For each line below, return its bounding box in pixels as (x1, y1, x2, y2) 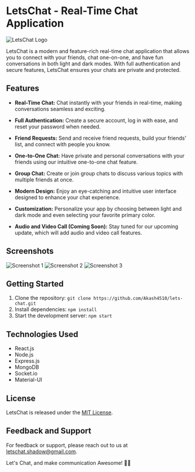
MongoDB (14, 364, 39, 371)
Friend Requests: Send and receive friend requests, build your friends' (14, 134, 187, 141)
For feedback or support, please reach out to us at (6, 441, 128, 448)
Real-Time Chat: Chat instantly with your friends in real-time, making (14, 99, 182, 106)
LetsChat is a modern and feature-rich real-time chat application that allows (6, 47, 190, 54)
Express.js (14, 358, 40, 365)
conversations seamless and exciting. (14, 105, 106, 113)
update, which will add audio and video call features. (14, 229, 143, 236)
